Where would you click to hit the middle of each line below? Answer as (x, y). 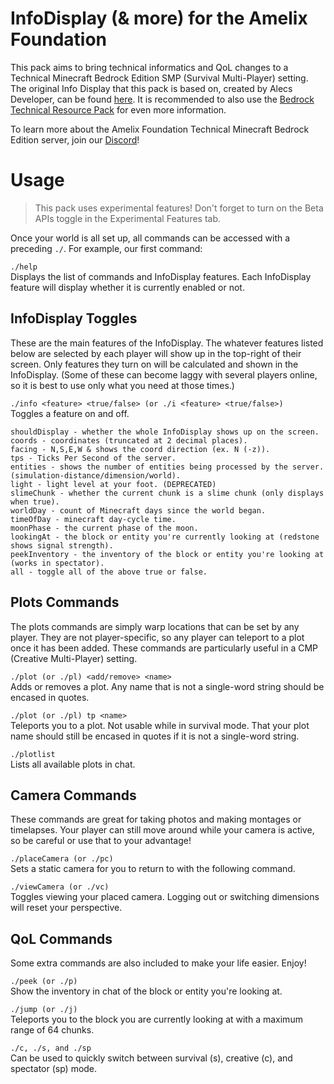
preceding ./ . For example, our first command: (106, 248)
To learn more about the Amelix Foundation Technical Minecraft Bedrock (160, 129)
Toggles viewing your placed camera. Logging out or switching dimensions (165, 897)
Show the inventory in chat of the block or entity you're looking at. (146, 991)
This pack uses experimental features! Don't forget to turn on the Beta (179, 208)
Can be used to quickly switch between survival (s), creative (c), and (151, 1058)
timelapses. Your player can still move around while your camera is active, (162, 830)
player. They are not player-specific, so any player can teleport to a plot (157, 637)
